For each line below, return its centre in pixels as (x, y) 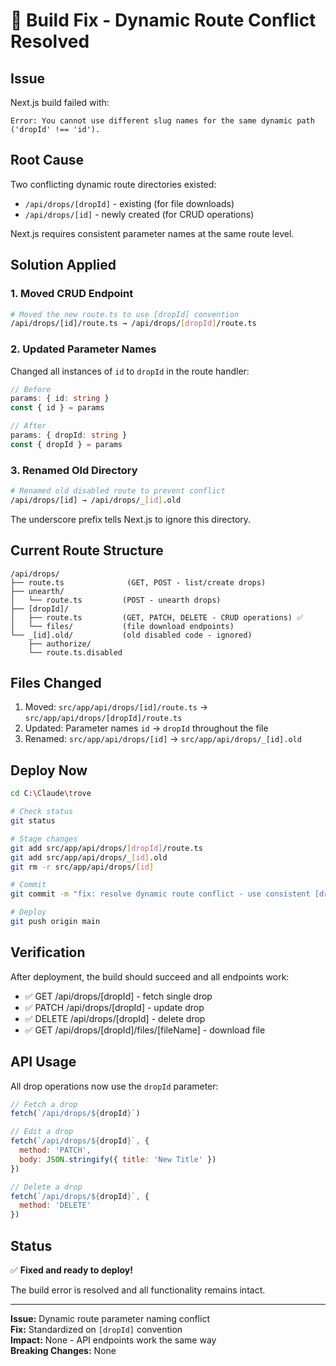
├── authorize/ (60, 644)
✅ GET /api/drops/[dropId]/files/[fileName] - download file (145, 1030)
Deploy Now (49, 770)
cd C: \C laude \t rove (51, 794)
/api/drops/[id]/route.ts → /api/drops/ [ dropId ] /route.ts (133, 324)
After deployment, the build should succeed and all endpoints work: (150, 976)
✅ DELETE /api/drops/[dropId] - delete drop (115, 1018)
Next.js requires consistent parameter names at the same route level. (152, 233)
